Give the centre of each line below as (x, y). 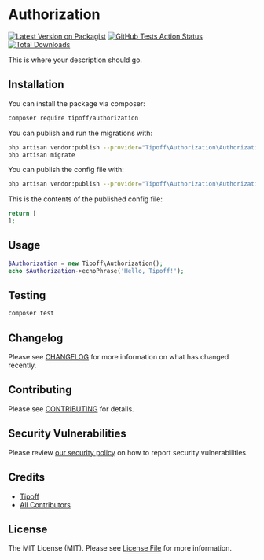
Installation (36, 85)
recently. (22, 365)
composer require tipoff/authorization (73, 118)
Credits (27, 477)
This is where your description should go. (75, 60)
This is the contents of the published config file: (85, 199)
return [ (22, 214)
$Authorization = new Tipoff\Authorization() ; (86, 263)
